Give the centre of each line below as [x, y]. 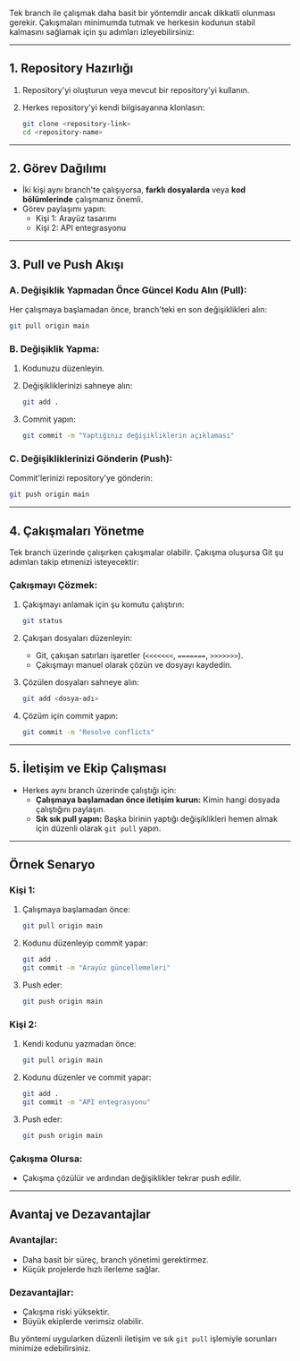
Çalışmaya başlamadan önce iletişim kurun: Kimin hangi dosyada [158, 800]
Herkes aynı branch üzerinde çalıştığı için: [99, 790]
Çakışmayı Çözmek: [54, 585]
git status [42, 621]
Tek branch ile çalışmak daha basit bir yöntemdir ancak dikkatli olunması [142, 13]
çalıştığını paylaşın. [70, 809]
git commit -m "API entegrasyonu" [86, 1102]
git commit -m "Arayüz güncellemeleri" [96, 968]
